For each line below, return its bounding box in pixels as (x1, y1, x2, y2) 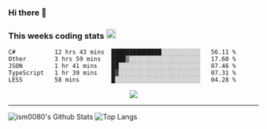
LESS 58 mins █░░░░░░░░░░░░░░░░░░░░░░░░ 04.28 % (8, 76, 237, 84)
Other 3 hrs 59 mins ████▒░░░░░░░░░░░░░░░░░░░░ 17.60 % (8, 55, 237, 63)
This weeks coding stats (8, 30, 105, 41)
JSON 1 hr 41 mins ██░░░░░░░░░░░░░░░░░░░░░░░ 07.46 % (8, 63, 237, 70)
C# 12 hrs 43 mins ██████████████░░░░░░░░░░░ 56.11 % (8, 48, 237, 56)
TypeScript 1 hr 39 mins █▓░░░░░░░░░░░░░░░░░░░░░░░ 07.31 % (8, 69, 237, 78)
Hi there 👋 (8, 7, 48, 18)
